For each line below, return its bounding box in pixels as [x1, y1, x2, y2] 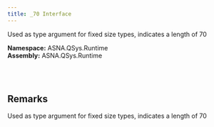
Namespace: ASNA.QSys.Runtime [7, 43, 108, 52]
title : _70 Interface [7, 10, 72, 18]
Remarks [7, 93, 49, 105]
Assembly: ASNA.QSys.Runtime [7, 51, 103, 60]
